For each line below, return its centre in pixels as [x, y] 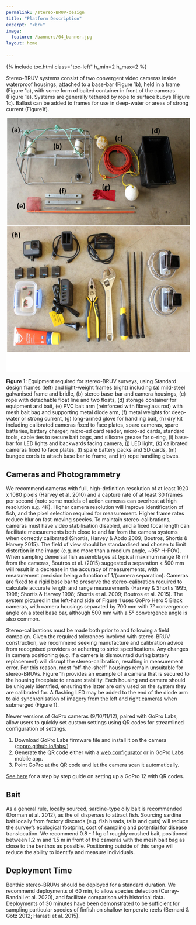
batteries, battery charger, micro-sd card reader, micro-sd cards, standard [95, 431]
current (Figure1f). [28, 109]
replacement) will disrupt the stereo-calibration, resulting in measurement [94, 662]
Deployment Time [39, 871]
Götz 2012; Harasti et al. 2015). [43, 916]
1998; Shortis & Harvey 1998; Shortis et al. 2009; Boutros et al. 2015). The [94, 594]
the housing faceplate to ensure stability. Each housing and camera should [96, 680]
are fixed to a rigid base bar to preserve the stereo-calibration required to [94, 582]
